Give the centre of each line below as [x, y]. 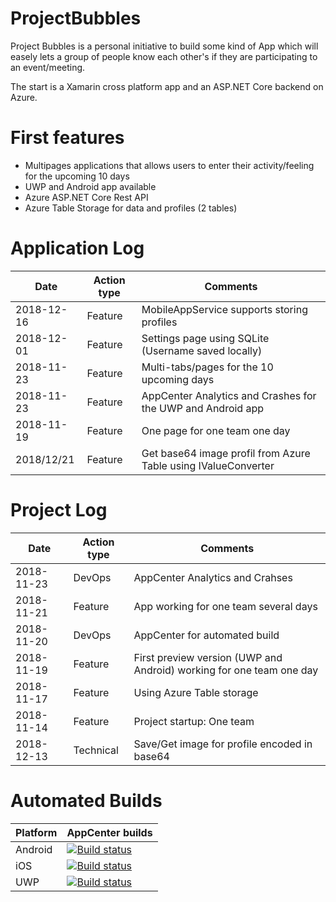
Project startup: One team [194, 721]
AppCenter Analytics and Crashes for [229, 395]
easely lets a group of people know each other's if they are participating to [164, 56]
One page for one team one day [216, 430]
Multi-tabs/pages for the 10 [207, 367]
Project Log [59, 510]
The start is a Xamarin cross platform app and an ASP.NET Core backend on [167, 86]
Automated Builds [86, 800]
